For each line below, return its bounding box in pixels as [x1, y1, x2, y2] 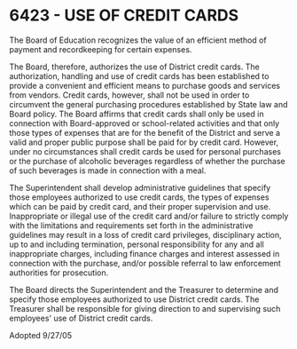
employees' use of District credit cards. [9, 313, 153, 323]
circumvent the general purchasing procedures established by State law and [9, 99, 288, 109]
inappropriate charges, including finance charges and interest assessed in [9, 248, 280, 258]
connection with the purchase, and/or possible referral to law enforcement [9, 258, 281, 268]
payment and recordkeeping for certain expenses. [9, 44, 192, 54]
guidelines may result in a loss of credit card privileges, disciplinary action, [9, 229, 282, 240]
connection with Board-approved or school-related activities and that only [9, 117, 280, 129]
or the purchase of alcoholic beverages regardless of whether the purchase [9, 155, 285, 166]
